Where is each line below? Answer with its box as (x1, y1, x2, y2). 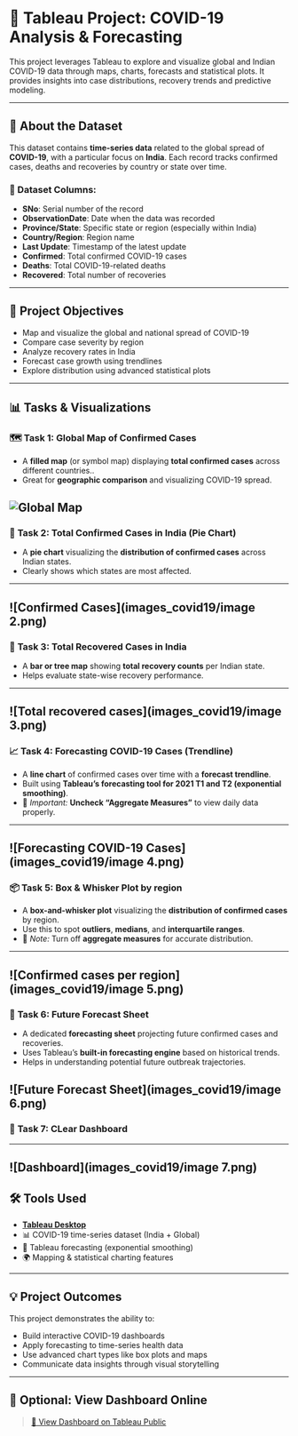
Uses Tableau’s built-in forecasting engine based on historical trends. (21, 1047, 280, 1057)
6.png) (9, 1097, 47, 1112)
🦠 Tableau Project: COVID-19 (9, 8, 224, 28)
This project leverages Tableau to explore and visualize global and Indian (9, 56, 276, 67)
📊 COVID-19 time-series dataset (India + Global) (21, 1229, 200, 1240)
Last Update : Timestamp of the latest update (21, 242, 187, 252)
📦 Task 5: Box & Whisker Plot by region (9, 882, 183, 894)
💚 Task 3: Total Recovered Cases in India (9, 640, 187, 652)
